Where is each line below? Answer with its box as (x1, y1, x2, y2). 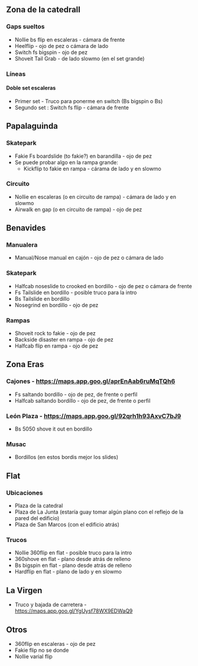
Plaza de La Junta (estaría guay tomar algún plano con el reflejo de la (14, 508, 184, 515)
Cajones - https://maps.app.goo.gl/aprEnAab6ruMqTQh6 (6, 377, 176, 385)
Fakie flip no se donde (14, 646, 69, 654)
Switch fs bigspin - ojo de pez (14, 49, 88, 56)
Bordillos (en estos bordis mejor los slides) (14, 454, 119, 461)
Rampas (6, 316, 31, 324)
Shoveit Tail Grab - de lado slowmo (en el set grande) (14, 55, 145, 62)
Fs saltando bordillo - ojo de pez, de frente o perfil (14, 391, 138, 398)
